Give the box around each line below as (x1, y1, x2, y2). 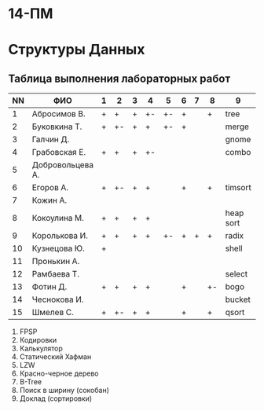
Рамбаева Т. (31, 269, 80, 280)
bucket (225, 294, 251, 305)
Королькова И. (31, 230, 89, 241)
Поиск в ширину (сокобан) (19, 386, 110, 395)
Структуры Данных (8, 41, 145, 59)
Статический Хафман (19, 352, 92, 361)
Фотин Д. (31, 281, 68, 292)
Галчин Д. (31, 134, 70, 145)
